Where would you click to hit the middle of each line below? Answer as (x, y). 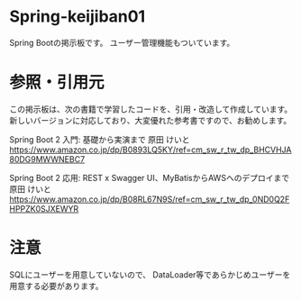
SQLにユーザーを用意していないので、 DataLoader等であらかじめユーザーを (150, 274)
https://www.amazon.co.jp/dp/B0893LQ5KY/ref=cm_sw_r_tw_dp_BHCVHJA (150, 150)
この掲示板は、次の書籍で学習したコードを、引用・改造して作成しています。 (151, 109)
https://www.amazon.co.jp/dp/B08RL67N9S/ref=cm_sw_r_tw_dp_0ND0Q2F (150, 199)
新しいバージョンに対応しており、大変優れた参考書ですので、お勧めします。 (150, 120)
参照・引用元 (57, 82)
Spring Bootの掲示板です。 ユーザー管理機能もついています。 (122, 42)
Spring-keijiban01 (78, 17)
